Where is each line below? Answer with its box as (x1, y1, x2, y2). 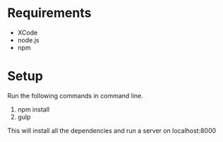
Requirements (7, 5, 92, 21)
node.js (17, 35, 40, 44)
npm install (17, 105, 50, 114)
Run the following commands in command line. (7, 91, 143, 100)
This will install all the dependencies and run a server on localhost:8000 (7, 126, 217, 135)
